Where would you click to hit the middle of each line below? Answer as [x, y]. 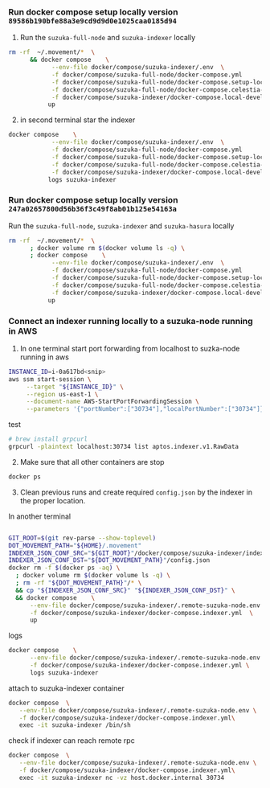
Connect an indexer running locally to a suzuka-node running [131, 321]
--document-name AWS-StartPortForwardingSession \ [112, 402]
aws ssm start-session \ [50, 379]
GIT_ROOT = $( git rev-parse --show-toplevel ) [82, 538]
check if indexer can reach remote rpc [72, 741]
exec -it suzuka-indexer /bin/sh [75, 725]
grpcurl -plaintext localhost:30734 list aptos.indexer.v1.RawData [124, 447]
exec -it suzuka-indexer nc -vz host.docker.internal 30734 [122, 778]
